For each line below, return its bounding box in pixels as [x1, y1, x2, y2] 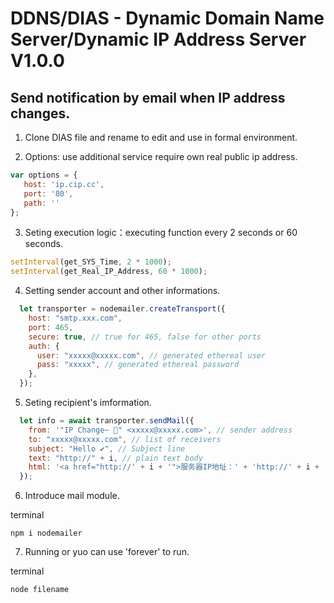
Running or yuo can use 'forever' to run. [24, 546, 190, 558]
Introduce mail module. [24, 490, 120, 502]
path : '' [23, 198, 60, 208]
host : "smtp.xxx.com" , [28, 313, 123, 323]
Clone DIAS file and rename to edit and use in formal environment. [24, 132, 298, 143]
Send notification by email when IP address [10, 89, 286, 106]
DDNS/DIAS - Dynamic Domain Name [10, 7, 325, 30]
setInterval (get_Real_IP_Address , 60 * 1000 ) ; [10, 267, 208, 277]
